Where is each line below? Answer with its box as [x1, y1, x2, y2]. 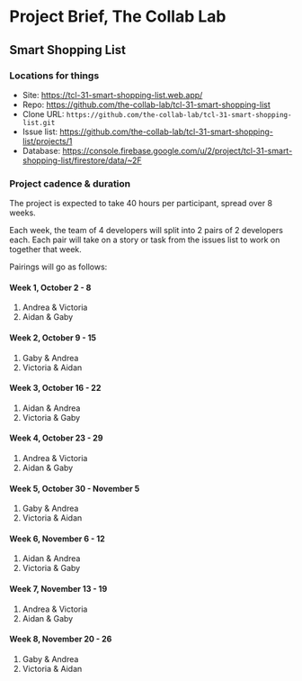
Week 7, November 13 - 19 [9, 583, 108, 594]
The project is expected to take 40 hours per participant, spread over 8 [9, 198, 272, 209]
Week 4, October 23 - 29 [9, 432, 103, 443]
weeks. [9, 207, 36, 218]
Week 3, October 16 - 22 [9, 383, 102, 394]
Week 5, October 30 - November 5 [9, 483, 140, 494]
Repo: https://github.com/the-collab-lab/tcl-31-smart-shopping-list [22, 99, 271, 110]
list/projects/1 [22, 135, 73, 146]
